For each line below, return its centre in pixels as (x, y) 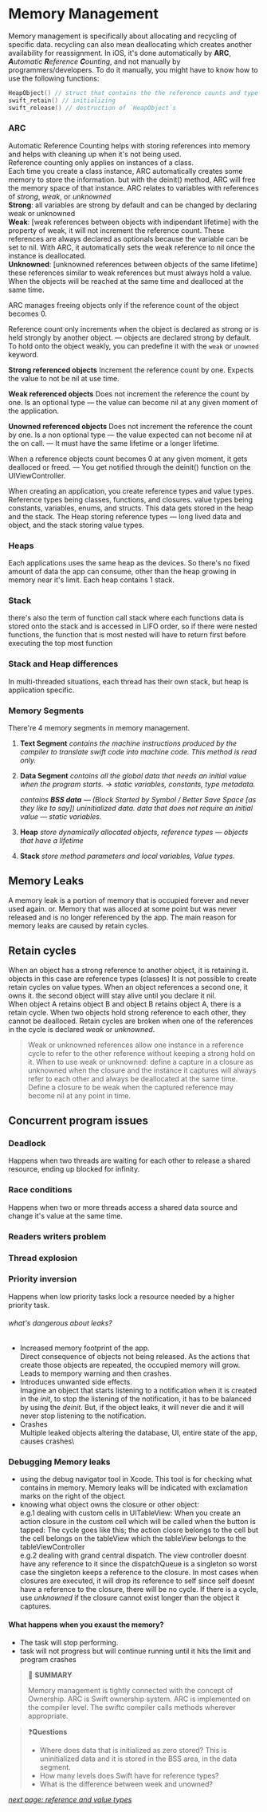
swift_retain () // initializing (62, 100)
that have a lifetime (51, 841)
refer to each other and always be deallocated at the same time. (133, 1078)
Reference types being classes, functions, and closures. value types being (131, 499)
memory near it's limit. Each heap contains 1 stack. (92, 580)
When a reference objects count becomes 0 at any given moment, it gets (128, 459)
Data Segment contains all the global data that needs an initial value (133, 776)
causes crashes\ (47, 1441)
